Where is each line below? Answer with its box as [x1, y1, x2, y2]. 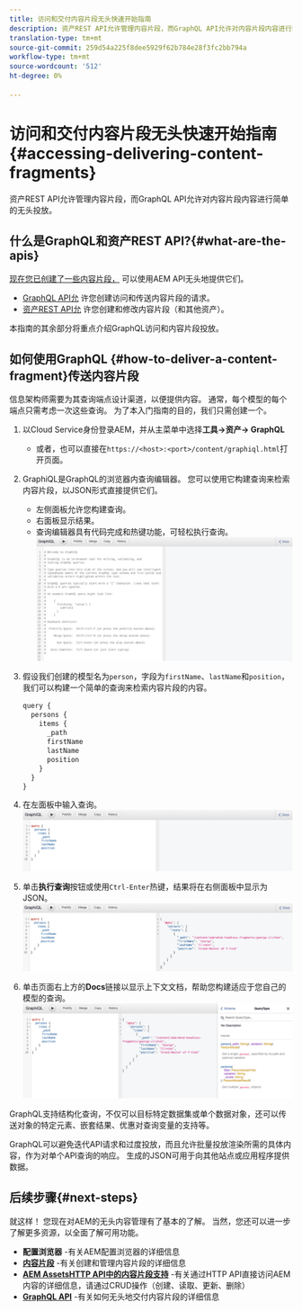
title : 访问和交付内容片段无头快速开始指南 [9, 14, 152, 23]
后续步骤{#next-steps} [9, 1190, 138, 1206]
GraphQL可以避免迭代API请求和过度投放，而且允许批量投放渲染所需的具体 [9, 1138, 284, 1149]
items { [39, 720, 67, 729]
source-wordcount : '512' [9, 62, 102, 71]
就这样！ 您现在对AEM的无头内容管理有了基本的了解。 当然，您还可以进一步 [9, 1216, 291, 1226]
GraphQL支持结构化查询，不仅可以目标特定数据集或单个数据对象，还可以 [9, 1108, 280, 1119]
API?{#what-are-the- [164, 234, 287, 249]
